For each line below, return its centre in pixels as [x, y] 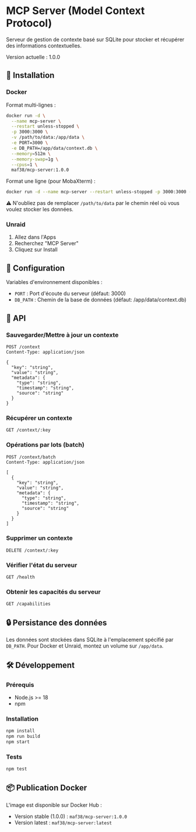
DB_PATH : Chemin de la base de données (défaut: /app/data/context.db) [100, 300]
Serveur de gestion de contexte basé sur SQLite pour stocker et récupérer [95, 39]
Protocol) [29, 23]
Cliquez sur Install [36, 249]
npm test [17, 769]
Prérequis [20, 684]
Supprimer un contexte [39, 538]
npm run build [23, 737]
